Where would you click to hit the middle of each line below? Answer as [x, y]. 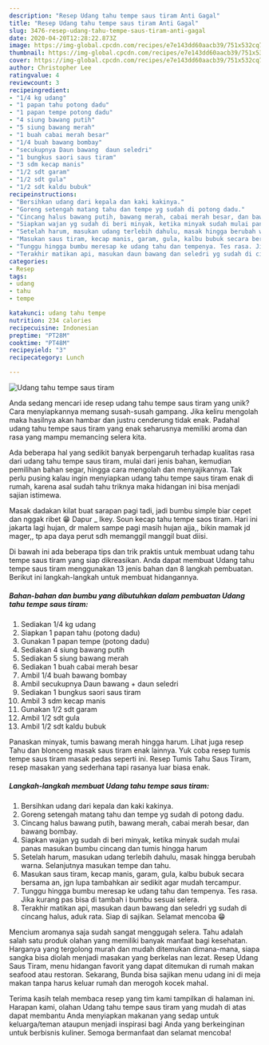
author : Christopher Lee [50, 68]
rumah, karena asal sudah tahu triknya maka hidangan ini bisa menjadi [125, 486]
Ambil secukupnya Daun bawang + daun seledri [99, 683]
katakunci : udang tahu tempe [57, 313]
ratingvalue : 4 [34, 75]
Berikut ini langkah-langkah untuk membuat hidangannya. [104, 577]
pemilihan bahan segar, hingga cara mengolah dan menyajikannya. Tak [126, 470]
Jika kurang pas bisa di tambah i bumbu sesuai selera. [110, 899]
